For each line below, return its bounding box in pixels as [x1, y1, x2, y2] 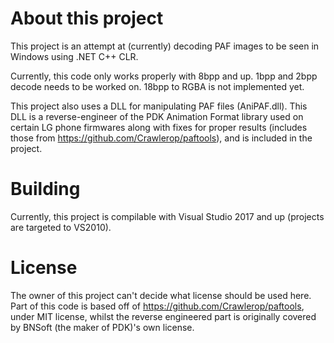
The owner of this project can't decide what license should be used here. [10, 289, 312, 301]
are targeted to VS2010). [10, 221, 112, 233]
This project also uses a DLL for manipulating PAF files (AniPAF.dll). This [10, 100, 308, 112]
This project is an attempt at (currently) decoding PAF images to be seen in [10, 40, 320, 52]
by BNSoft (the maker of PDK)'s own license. [10, 321, 195, 333]
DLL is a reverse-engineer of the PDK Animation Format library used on [10, 110, 304, 122]
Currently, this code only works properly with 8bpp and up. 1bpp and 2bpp [10, 70, 318, 82]
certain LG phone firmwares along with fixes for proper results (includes [10, 121, 308, 133]
